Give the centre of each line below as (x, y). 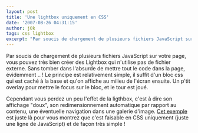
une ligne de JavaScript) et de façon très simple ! (66, 124)
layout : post (22, 12)
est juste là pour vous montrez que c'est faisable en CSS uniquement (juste (98, 118)
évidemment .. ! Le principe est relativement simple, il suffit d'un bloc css (95, 75)
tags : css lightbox (30, 34)
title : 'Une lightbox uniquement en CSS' (58, 17)
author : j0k (21, 28)
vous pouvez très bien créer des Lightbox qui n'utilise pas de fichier (88, 62)
